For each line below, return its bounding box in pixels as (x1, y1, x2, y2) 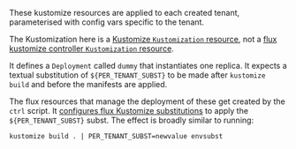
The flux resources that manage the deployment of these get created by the (9, 96, 285, 107)
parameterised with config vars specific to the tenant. (9, 17, 205, 27)
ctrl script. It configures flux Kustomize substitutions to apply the (9, 106, 249, 115)
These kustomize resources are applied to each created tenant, (9, 8, 240, 18)
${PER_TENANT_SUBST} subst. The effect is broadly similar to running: (9, 115, 254, 125)
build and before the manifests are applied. (9, 79, 168, 89)
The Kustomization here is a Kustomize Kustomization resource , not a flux (9, 34, 277, 44)
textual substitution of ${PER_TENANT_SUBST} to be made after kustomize (9, 70, 266, 80)
